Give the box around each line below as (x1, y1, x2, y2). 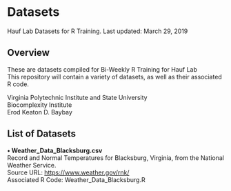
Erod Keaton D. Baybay (7, 108, 72, 116)
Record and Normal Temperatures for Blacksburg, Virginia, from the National (7, 153, 224, 162)
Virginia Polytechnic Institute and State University (7, 93, 148, 101)
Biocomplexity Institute (7, 101, 72, 109)
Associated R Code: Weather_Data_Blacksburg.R (7, 175, 146, 183)
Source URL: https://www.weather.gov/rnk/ (7, 168, 130, 177)
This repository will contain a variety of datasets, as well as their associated (7, 72, 222, 81)
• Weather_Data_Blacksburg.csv (7, 146, 103, 154)
